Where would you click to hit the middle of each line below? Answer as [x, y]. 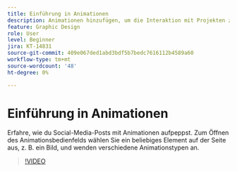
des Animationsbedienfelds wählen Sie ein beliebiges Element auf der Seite [117, 140]
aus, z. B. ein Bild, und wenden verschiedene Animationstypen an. [103, 147]
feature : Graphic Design [44, 27]
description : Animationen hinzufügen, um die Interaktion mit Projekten [116, 20]
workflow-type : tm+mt [39, 60]
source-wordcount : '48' [42, 66]
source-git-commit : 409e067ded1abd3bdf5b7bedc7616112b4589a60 [101, 53]
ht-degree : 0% [28, 72]
